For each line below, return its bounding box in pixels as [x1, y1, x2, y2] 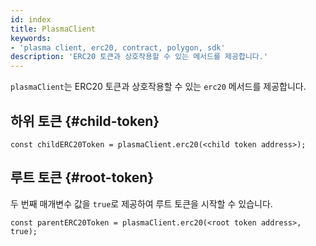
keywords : [10, 33, 52, 43]
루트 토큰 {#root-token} [10, 169, 155, 186]
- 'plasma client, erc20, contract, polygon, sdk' [10, 42, 226, 53]
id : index [10, 14, 52, 25]
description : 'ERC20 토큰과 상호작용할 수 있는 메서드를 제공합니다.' [10, 52, 269, 62]
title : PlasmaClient [10, 24, 97, 34]
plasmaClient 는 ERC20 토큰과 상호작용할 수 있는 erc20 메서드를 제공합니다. [10, 81, 307, 93]
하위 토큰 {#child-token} [10, 112, 160, 130]
